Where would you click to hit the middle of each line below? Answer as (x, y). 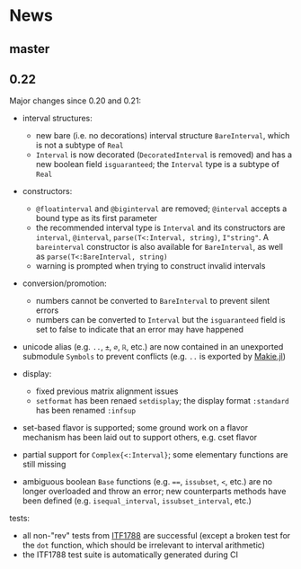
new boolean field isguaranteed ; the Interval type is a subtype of (158, 164)
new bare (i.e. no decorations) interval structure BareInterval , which (163, 136)
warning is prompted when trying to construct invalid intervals (150, 266)
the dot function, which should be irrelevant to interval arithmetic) (143, 546)
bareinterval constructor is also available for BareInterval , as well (159, 247)
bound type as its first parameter (97, 218)
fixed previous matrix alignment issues (107, 391)
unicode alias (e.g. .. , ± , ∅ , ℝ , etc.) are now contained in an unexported (153, 347)
